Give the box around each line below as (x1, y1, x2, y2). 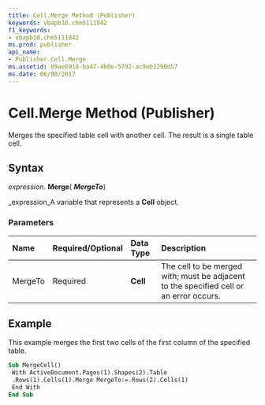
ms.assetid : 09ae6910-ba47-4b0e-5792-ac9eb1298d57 (8, 63, 178, 71)
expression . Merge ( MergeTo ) (8, 182, 106, 191)
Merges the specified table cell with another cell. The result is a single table (8, 130, 254, 139)
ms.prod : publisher (8, 41, 73, 49)
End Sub (8, 391, 34, 399)
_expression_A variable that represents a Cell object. (8, 198, 179, 207)
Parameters (8, 217, 54, 229)
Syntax (8, 161, 44, 174)
